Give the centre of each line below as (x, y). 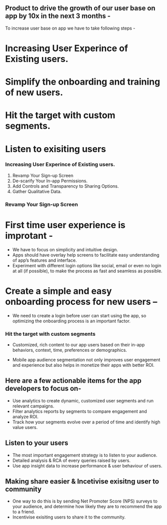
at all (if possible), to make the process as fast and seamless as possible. (87, 271)
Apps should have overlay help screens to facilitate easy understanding (86, 255)
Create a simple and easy (59, 291)
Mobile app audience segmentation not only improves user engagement (86, 359)
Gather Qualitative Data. (37, 191)
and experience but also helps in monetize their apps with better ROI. (83, 365)
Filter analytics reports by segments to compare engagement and (80, 411)
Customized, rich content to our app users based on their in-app (79, 344)
